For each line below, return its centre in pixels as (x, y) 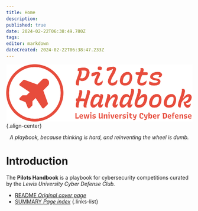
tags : (13, 38)
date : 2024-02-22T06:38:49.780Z (46, 31)
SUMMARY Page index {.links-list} (56, 202)
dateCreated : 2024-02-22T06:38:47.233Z (55, 50)
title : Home (21, 12)
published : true (26, 25)
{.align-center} (24, 126)
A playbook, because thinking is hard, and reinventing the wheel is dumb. (99, 137)
